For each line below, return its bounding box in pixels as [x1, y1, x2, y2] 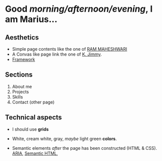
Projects [12, 89, 29, 95]
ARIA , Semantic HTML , [12, 150, 59, 156]
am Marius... [5, 14, 58, 25]
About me [12, 83, 32, 89]
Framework [12, 57, 35, 62]
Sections [5, 71, 33, 79]
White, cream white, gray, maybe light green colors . [12, 136, 117, 141]
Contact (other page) [12, 99, 55, 105]
